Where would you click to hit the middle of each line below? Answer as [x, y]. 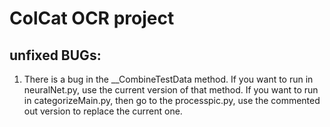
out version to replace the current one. [103, 111]
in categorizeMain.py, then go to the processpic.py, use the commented [172, 100]
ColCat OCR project [92, 18]
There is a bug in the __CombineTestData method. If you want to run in [168, 79]
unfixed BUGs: [55, 55]
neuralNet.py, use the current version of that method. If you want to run [171, 90]
